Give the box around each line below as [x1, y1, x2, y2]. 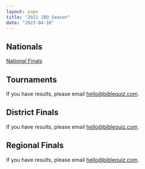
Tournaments [6, 75, 58, 85]
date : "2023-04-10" [6, 20, 55, 25]
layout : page [6, 8, 39, 15]
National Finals [6, 58, 43, 65]
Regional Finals [6, 141, 64, 151]
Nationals [6, 42, 43, 52]
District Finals [6, 107, 59, 117]
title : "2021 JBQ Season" [6, 14, 70, 20]
